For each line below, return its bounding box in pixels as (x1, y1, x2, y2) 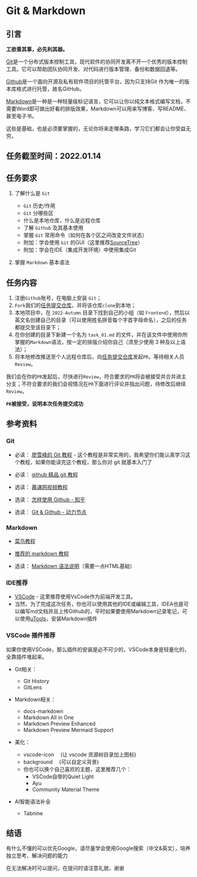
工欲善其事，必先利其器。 (6, 46, 68, 52)
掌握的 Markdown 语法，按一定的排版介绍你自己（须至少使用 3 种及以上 (14, 339, 181, 346)
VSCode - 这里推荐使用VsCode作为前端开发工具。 (14, 593, 136, 600)
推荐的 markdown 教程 (14, 550, 69, 557)
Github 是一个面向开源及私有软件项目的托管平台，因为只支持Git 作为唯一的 (6, 78, 185, 85)
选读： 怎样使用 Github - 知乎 (14, 496, 86, 503)
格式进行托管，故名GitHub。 (16, 85, 85, 92)
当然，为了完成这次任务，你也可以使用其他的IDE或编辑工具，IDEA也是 (14, 601, 184, 608)
